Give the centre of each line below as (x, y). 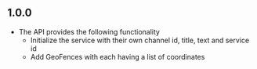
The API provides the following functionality (89, 31)
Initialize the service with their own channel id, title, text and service (140, 40)
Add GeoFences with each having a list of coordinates (118, 56)
